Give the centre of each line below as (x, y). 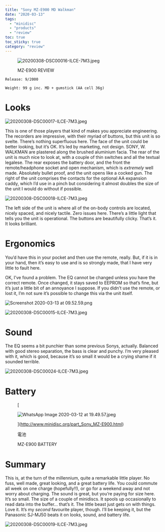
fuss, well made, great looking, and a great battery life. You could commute (81, 484)
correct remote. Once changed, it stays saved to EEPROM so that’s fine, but (82, 283)
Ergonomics (30, 243)
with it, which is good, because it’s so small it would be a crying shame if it (81, 356)
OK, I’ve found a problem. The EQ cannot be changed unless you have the (80, 277)
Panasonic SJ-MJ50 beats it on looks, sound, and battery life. (68, 515)
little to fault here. (23, 268)
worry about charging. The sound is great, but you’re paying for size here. (80, 494)
